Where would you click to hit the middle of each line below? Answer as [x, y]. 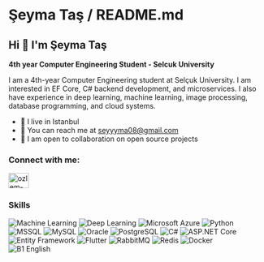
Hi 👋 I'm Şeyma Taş [58, 45]
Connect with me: [44, 160]
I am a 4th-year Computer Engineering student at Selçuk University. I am [130, 80]
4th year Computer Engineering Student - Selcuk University [112, 64]
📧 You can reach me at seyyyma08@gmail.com [99, 130]
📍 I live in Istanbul [50, 122]
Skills [19, 205]
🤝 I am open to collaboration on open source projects [109, 139]
